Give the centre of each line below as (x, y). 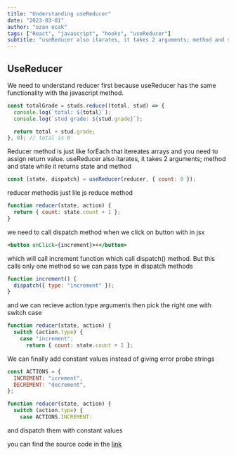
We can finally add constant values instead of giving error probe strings (111, 359)
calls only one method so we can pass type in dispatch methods (100, 266)
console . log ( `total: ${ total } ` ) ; (63, 112)
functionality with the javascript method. (66, 93)
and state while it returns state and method (70, 167)
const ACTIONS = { (34, 371)
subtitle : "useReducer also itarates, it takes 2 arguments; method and (116, 40)
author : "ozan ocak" (38, 27)
